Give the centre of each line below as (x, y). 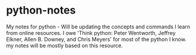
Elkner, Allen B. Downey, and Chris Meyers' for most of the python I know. (97, 39)
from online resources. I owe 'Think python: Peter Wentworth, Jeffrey (91, 33)
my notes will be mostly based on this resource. (64, 46)
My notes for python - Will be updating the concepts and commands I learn (98, 27)
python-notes (41, 10)
